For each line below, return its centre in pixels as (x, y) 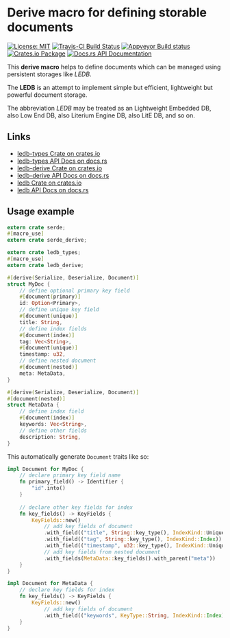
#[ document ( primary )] (50, 297)
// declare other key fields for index (76, 507)
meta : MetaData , (43, 373)
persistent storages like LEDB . (49, 74)
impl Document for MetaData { (50, 584)
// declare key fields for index (67, 590)
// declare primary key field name (70, 475)
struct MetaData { (33, 405)
